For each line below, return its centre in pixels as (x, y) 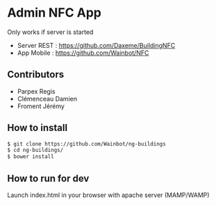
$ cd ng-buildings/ (35, 151)
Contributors (36, 75)
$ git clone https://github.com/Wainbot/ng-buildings (87, 144)
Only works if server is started (50, 32)
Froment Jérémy (41, 106)
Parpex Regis (36, 91)
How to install (38, 128)
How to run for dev (48, 178)
